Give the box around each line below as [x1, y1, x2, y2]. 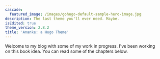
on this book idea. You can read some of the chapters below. [5, 48, 128, 54]
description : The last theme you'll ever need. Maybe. [5, 16, 120, 21]
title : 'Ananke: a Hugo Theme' [5, 30, 69, 35]
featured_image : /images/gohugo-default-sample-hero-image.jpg [9, 12, 141, 17]
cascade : [5, 7, 23, 12]
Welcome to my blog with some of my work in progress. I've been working [5, 43, 156, 49]
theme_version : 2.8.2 [5, 25, 50, 30]
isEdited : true [5, 20, 36, 26]
